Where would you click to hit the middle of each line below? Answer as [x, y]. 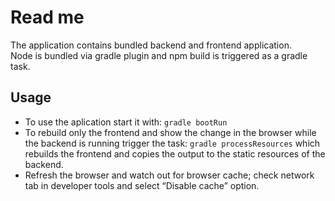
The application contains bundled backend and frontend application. [151, 45]
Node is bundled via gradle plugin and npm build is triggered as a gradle [159, 55]
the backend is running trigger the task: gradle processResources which [172, 143]
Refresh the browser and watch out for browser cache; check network [169, 175]
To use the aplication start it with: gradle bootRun [126, 122]
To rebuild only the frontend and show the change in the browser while [170, 132]
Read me [47, 17]
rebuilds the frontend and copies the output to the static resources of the [175, 153]
